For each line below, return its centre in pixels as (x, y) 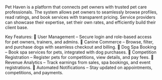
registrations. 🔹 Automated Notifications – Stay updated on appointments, (79, 67)
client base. (17, 27)
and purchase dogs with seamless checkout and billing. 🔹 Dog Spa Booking (81, 47)
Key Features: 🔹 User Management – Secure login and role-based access (78, 37)
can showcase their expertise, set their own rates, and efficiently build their (81, 22)
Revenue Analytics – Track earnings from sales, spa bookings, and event (78, 62)
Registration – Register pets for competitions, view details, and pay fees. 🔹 (80, 57)
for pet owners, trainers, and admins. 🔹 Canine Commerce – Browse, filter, (79, 42)
